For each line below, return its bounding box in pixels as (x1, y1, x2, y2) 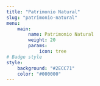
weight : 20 (28, 37, 56, 43)
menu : (6, 20, 20, 26)
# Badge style (6, 54, 43, 60)
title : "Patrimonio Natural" (6, 8, 80, 15)
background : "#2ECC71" (17, 65, 75, 71)
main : (17, 25, 32, 32)
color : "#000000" (17, 71, 62, 77)
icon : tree (38, 48, 67, 55)
